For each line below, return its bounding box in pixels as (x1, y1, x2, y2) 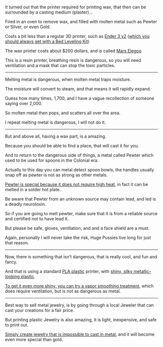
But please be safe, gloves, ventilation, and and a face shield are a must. (5, 225, 149, 231)
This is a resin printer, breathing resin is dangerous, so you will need (5, 57, 142, 63)
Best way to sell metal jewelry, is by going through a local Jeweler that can (5, 302, 154, 308)
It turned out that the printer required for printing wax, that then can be (5, 4, 147, 10)
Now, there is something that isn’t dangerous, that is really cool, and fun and (5, 254, 158, 259)
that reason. (5, 240, 29, 245)
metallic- (133, 269, 151, 274)
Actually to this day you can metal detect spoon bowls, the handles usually (5, 167, 154, 172)
